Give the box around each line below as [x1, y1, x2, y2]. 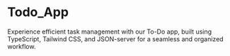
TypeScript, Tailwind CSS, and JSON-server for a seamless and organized [7, 34, 224, 43]
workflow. [7, 42, 36, 50]
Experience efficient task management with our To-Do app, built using [7, 27, 212, 36]
